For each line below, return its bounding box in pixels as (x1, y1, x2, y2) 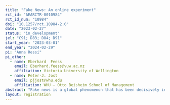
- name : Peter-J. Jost (10, 73, 58, 78)
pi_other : (5, 54, 26, 60)
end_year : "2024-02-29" (5, 45, 56, 50)
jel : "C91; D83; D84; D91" (5, 36, 62, 41)
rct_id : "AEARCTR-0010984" (5, 12, 62, 17)
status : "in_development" (5, 31, 60, 36)
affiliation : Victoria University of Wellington (14, 69, 119, 74)
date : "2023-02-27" (5, 26, 47, 31)
